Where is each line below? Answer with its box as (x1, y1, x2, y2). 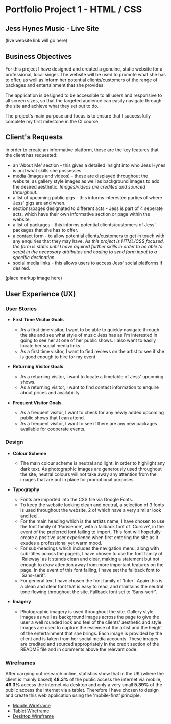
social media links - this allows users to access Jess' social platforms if (12, 260, 163, 266)
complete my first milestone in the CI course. (5, 118, 100, 124)
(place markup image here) (5, 275, 62, 281)
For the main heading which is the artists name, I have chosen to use (20, 518, 165, 524)
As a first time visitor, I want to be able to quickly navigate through (20, 326, 160, 333)
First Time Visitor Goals (12, 317, 64, 323)
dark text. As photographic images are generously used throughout (20, 465, 162, 472)
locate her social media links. (20, 343, 82, 349)
